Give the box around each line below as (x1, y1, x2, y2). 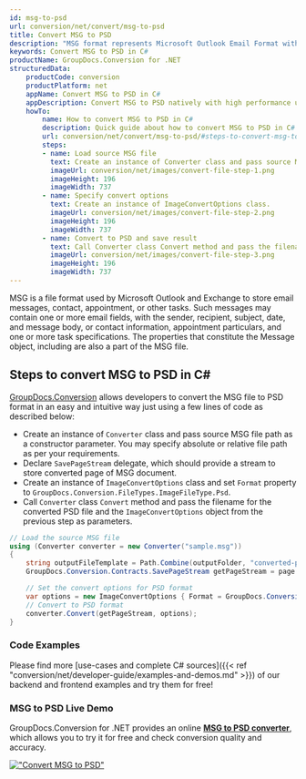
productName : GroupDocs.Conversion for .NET (9, 56, 181, 65)
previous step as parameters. (22, 516, 133, 527)
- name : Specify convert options (42, 191, 169, 200)
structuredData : (9, 65, 71, 74)
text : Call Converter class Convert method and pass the (49, 242, 271, 251)
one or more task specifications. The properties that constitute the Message (9, 331, 295, 342)
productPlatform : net (25, 81, 107, 90)
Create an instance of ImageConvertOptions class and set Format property (22, 477, 297, 487)
